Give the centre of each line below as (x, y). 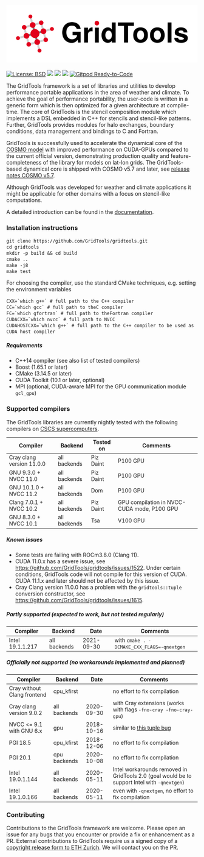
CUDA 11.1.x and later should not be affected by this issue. (87, 580)
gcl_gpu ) (26, 393)
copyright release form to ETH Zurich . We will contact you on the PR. (92, 848)
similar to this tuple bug (142, 728)
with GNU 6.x (25, 731)
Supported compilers (38, 409)
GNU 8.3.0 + (25, 517)
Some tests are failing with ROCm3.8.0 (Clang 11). (77, 555)
